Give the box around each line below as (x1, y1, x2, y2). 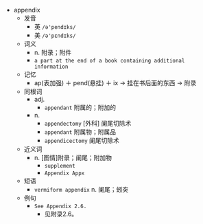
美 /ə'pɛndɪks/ (34, 31, 77, 39)
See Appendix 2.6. (34, 203, 87, 210)
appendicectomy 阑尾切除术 (44, 137, 120, 144)
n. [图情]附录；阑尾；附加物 (34, 154, 112, 161)
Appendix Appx (44, 170, 85, 177)
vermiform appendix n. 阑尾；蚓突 (34, 186, 129, 193)
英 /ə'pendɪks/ (34, 23, 77, 30)
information (34, 63, 69, 70)
